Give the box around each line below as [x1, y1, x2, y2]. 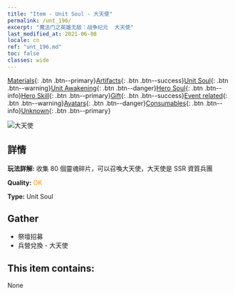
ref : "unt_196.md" [7, 43, 62, 50]
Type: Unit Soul [7, 192, 53, 200]
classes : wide [7, 57, 50, 64]
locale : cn [7, 37, 40, 44]
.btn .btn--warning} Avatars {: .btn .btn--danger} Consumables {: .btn [7, 99, 204, 107]
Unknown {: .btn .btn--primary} [21, 106, 111, 114]
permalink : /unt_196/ [7, 17, 72, 24]
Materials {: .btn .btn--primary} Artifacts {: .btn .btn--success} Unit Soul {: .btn [7, 76, 229, 85]
